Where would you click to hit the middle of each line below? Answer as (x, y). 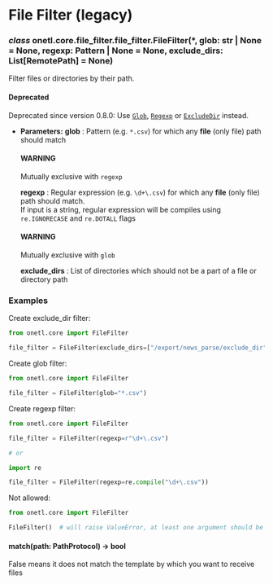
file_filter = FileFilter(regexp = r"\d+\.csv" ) (89, 438)
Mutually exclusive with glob (67, 255)
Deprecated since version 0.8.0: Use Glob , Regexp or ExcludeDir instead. (129, 115)
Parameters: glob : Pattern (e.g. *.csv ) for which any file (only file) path (141, 131)
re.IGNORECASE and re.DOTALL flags (78, 218)
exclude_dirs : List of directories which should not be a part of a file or (139, 271)
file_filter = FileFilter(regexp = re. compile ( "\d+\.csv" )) (108, 482)
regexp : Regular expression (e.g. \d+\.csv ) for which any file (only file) (140, 192)
